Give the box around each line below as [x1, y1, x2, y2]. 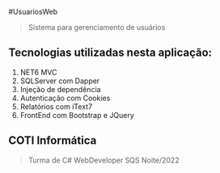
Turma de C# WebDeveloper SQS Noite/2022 [27, 155, 180, 165]
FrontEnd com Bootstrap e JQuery [19, 110, 135, 120]
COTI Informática [8, 133, 97, 148]
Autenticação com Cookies [19, 93, 111, 103]
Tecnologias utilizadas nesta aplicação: [8, 46, 213, 60]
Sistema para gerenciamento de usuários [27, 23, 166, 32]
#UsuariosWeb [8, 7, 58, 16]
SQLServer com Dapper [19, 76, 100, 86]
